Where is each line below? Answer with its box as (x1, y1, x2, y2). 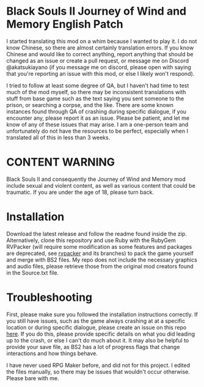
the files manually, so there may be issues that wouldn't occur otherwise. (6, 368, 191, 375)
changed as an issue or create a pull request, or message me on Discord (6, 57, 189, 64)
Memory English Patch (6, 17, 123, 31)
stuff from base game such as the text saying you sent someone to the (6, 95, 184, 102)
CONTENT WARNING (6, 155, 115, 169)
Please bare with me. (6, 374, 59, 381)
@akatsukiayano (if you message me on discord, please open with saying (6, 63, 191, 71)
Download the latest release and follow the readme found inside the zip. (6, 230, 188, 237)
